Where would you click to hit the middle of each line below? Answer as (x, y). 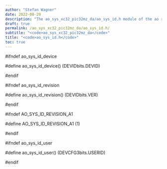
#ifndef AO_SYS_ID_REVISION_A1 (39, 114)
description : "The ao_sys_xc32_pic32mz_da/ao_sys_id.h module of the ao (82, 19)
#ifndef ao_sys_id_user (29, 143)
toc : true (15, 42)
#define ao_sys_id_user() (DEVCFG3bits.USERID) (55, 153)
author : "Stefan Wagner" (31, 10)
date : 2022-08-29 (23, 14)
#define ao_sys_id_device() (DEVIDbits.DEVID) (53, 66)
